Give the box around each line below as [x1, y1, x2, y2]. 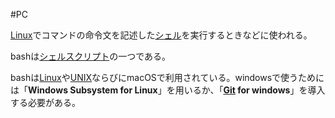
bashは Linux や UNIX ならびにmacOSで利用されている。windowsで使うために [10, 72, 325, 83]
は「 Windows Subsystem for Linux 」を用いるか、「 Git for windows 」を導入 [10, 84, 326, 96]
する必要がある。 [10, 97, 81, 108]
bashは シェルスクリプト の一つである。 [10, 50, 172, 62]
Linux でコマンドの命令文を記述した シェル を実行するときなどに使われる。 [10, 29, 313, 41]
